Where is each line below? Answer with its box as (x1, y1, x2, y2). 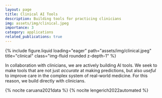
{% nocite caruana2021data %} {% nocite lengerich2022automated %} (5, 87, 149, 93)
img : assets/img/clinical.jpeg (5, 20, 69, 26)
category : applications (5, 30, 54, 35)
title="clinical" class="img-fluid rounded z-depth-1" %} (5, 53, 116, 59)
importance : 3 (5, 25, 34, 30)
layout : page (5, 7, 32, 12)
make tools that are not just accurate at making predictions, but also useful (5, 67, 156, 73)
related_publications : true (5, 35, 63, 39)
